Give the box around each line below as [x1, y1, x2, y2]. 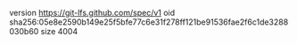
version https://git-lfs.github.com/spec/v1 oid [9, 8, 176, 18]
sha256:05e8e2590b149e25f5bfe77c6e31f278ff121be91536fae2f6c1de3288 [9, 17, 289, 27]
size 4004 [40, 26, 78, 36]
